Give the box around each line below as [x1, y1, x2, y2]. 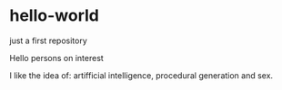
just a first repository [9, 35, 88, 46]
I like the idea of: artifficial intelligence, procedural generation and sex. [9, 69, 274, 81]
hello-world [9, 5, 100, 26]
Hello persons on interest [9, 52, 105, 63]
